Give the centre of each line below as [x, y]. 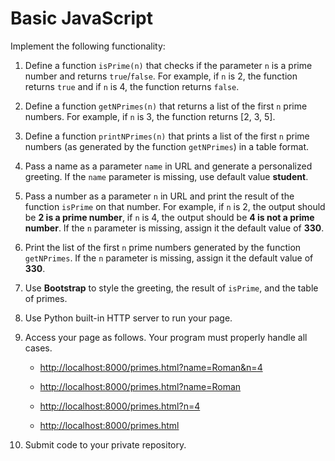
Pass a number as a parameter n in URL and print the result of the [159, 196]
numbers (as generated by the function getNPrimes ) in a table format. [167, 146]
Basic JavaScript [81, 18]
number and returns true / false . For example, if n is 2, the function [161, 76]
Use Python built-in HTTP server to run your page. [128, 318]
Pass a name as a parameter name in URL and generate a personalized [168, 166]
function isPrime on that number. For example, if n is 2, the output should [175, 206]
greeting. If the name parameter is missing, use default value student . [166, 176]
